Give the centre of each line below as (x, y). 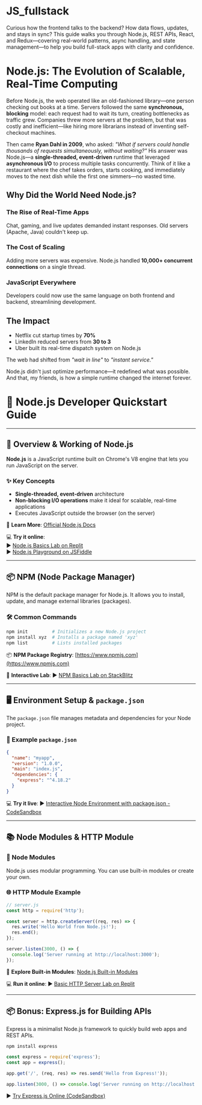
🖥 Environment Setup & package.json (75, 700)
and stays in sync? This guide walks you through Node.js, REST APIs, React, (101, 34)
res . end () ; (25, 933)
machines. (43, 132)
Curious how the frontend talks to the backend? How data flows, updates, (97, 28)
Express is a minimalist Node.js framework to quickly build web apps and (96, 1029)
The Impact (28, 321)
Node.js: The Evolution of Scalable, (96, 71)
